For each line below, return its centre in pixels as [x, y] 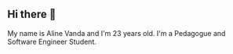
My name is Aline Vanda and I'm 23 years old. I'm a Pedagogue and [116, 33]
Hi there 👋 [32, 14]
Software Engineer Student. [52, 41]
